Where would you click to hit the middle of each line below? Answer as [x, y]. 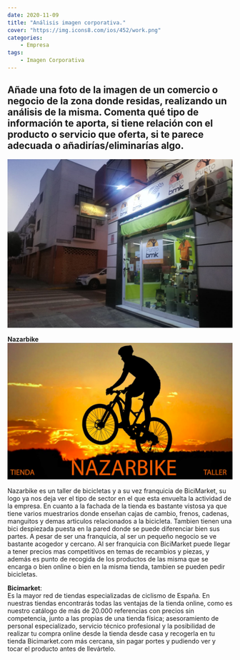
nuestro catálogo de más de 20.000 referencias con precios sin [101, 611]
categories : [25, 38]
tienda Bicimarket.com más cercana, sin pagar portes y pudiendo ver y [112, 641]
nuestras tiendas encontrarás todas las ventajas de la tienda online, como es [120, 603]
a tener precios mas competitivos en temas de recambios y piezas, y [108, 551]
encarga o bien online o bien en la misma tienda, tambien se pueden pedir [116, 567]
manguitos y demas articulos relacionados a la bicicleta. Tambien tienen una [120, 521]
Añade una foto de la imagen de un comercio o [113, 90]
